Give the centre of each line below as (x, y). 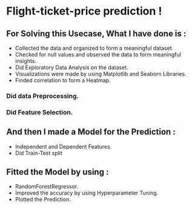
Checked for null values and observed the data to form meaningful (98, 55)
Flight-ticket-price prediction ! (84, 11)
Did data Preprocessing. (43, 96)
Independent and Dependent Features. (63, 146)
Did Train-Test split (38, 153)
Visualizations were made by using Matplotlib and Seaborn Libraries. (101, 74)
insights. (25, 61)
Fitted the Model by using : (58, 172)
